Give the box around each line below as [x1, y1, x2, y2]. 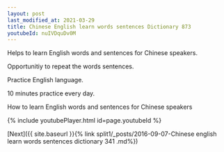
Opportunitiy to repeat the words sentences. [7, 62, 134, 70]
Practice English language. [7, 76, 83, 84]
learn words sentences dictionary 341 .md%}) [7, 137, 138, 146]
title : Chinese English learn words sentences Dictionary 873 [7, 23, 191, 30]
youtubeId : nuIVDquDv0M [7, 29, 77, 37]
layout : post [7, 10, 45, 17]
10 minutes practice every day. [7, 89, 95, 98]
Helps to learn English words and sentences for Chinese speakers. [7, 49, 198, 57]
